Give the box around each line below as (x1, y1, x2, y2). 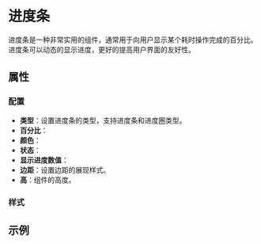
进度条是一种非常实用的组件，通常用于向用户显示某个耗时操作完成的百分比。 (8, 35, 258, 44)
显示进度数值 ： (19, 155, 69, 165)
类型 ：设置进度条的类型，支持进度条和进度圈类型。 (19, 116, 187, 125)
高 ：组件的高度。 (19, 175, 76, 185)
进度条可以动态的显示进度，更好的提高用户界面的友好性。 (8, 44, 195, 54)
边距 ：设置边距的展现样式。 (19, 165, 111, 174)
